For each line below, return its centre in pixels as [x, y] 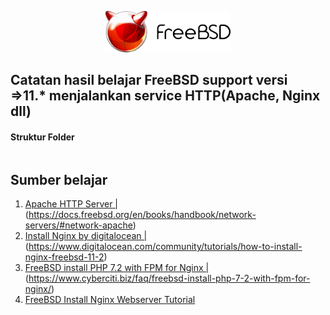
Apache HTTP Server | [71, 204]
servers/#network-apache [78, 225]
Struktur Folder [42, 137]
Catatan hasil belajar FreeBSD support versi [149, 80]
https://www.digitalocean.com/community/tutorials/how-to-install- [165, 247]
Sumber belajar [59, 180]
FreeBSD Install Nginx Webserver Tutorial [110, 300]
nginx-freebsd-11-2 [64, 257]
